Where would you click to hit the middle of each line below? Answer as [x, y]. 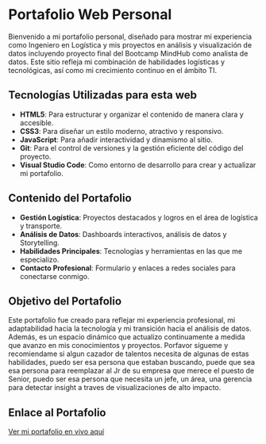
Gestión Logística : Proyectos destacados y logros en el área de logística [139, 217]
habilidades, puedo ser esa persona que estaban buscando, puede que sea [132, 362]
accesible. [37, 122]
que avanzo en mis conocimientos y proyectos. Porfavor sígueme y [118, 346]
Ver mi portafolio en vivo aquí [56, 432]
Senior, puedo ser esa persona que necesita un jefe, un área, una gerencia [130, 379]
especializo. [39, 259]
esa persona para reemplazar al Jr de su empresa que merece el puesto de [131, 371]
